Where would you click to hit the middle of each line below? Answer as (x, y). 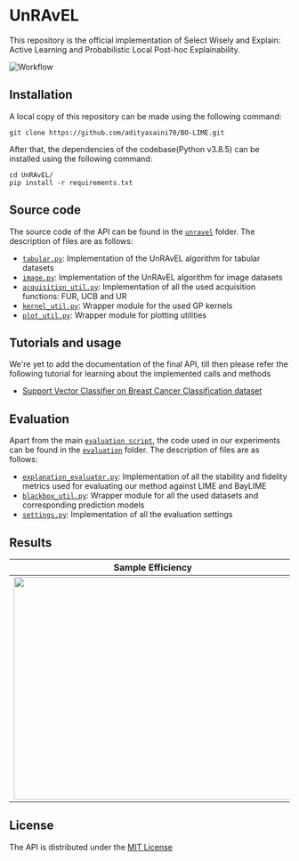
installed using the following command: (81, 158)
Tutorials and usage (65, 342)
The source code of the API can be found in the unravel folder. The (132, 231)
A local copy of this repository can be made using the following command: (145, 116)
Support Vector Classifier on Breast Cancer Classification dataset (142, 391)
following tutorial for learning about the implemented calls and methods (140, 374)
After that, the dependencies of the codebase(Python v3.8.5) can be (134, 149)
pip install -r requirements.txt (71, 183)
